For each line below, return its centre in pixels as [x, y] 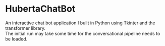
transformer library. [25, 28]
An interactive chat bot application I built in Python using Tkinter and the [80, 23]
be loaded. [16, 39]
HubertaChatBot [40, 9]
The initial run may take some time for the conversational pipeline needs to [83, 33]
